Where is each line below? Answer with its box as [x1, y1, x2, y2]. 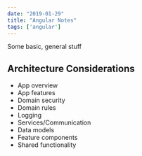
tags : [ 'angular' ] [7, 23, 61, 30]
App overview [17, 81, 58, 90]
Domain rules [17, 104, 56, 112]
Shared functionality [17, 141, 77, 149]
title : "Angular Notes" [7, 17, 77, 24]
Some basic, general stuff [7, 43, 82, 51]
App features [17, 89, 56, 97]
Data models [17, 126, 55, 134]
